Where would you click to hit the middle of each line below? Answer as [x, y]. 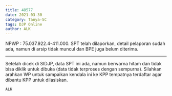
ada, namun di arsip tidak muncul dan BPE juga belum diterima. [72, 49]
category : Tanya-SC [26, 19]
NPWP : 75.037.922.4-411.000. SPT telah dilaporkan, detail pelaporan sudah [85, 43]
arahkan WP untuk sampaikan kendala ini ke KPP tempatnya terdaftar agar [84, 75]
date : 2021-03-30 [24, 15]
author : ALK [18, 29]
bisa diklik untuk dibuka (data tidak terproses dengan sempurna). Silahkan [84, 69]
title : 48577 [19, 10]
